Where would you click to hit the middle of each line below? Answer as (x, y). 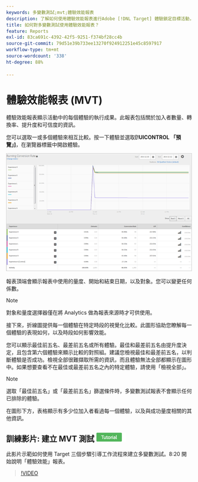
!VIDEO (29, 473)
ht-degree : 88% (25, 62)
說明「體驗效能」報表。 (39, 461)
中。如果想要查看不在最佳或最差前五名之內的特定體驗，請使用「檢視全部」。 (98, 367)
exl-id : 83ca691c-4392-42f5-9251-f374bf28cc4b (64, 37)
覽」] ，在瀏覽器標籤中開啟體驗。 (45, 145)
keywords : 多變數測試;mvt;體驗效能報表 (50, 12)
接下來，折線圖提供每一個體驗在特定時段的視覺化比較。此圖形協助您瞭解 (94, 325)
